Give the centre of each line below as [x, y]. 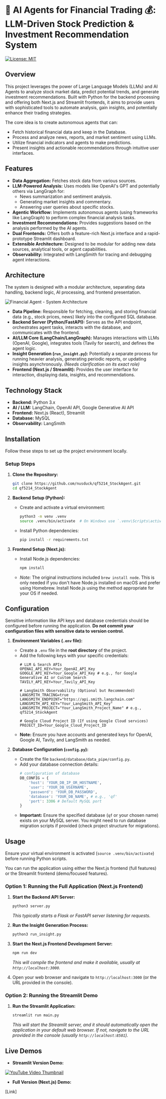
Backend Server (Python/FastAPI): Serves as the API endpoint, [77, 322]
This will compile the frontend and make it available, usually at [76, 963]
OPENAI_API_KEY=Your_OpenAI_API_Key [57, 669]
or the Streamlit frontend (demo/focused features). [57, 873]
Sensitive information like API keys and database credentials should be [77, 620]
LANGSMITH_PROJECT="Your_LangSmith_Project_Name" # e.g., [81, 708]
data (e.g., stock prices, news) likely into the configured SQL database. [84, 317]
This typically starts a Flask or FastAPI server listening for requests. [81, 916]
